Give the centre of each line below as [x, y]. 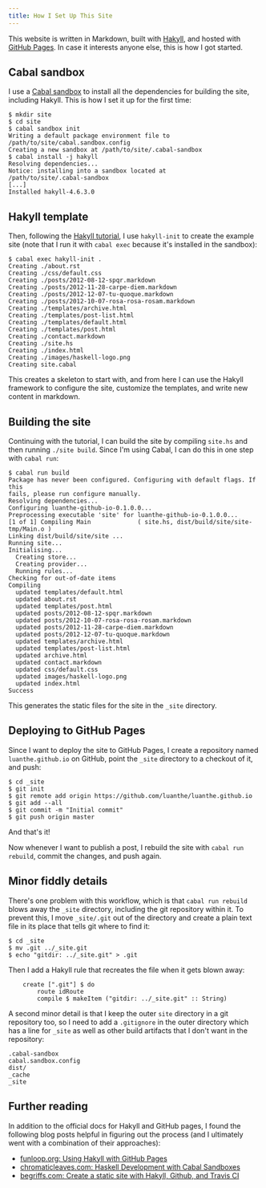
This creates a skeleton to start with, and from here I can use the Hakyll [126, 380]
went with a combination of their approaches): [85, 1143]
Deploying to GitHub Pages [77, 731]
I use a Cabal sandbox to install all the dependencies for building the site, [129, 92]
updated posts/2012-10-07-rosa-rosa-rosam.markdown [104, 620]
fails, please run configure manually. [75, 494]
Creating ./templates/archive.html [68, 309]
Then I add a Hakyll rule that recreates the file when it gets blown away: [127, 970]
